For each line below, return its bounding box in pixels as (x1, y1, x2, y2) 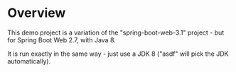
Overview (7, 5, 66, 21)
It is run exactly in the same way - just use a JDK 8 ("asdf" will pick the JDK (7, 49, 229, 58)
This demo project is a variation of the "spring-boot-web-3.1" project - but (7, 28, 225, 37)
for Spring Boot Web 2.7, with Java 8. (7, 35, 116, 44)
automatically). (7, 56, 51, 65)
